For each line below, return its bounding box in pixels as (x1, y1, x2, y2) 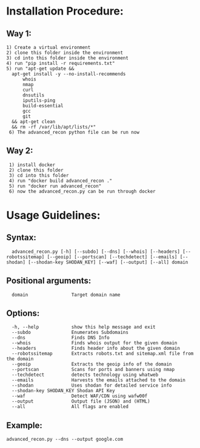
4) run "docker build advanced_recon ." (8, 178, 113, 184)
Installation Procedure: (6, 4, 124, 18)
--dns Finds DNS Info (12, 335, 110, 341)
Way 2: (6, 145, 33, 156)
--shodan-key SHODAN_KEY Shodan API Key (12, 388, 115, 394)
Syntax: (6, 232, 36, 243)
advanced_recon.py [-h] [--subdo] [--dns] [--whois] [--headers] (12, 249, 181, 255)
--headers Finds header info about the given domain (12, 346, 181, 352)
